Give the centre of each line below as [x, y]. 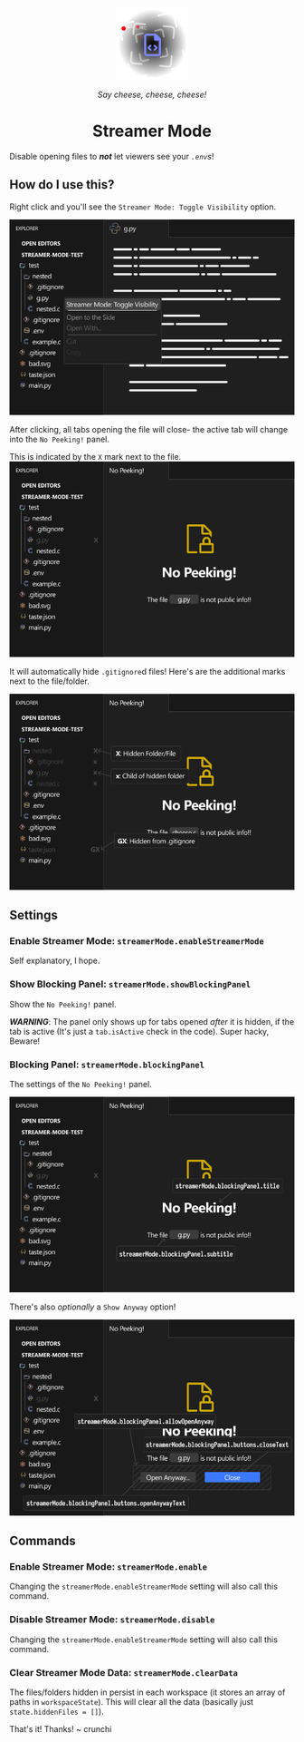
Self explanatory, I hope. [55, 961]
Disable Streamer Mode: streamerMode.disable [112, 1620]
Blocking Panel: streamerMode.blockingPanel [107, 1065]
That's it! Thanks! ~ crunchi [61, 1729]
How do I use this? [62, 185]
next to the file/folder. [50, 681]
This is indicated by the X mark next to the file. [95, 457]
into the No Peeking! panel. [60, 439]
